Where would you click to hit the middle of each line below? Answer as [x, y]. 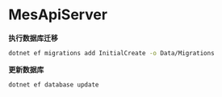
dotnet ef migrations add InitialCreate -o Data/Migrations [112, 53]
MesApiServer [58, 15]
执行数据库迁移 [33, 38]
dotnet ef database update [54, 85]
